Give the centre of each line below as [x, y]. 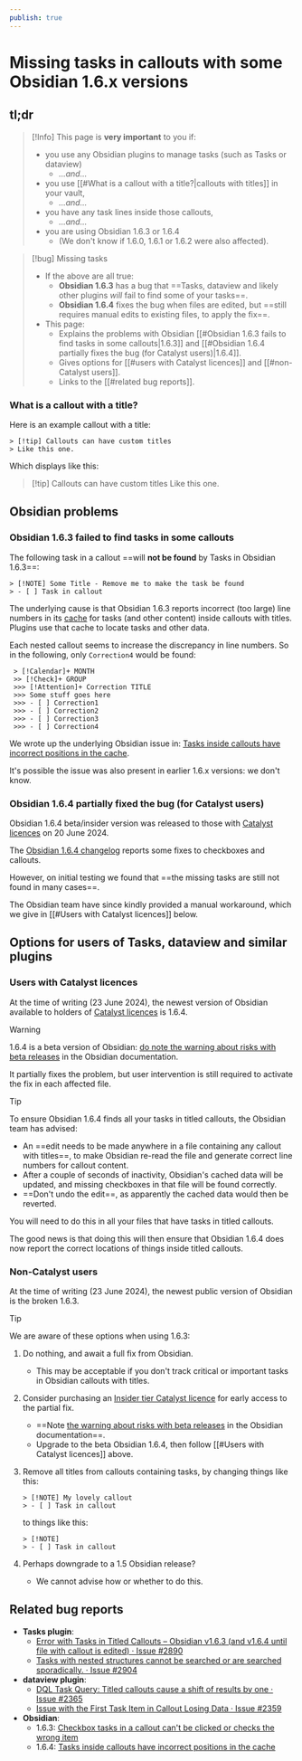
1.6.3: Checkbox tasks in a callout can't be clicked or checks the [155, 1728]
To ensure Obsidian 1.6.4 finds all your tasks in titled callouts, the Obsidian [148, 1119]
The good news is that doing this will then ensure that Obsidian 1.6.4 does [147, 1238]
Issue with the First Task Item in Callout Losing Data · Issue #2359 [159, 1708]
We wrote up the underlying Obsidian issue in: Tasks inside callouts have [145, 743]
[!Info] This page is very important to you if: [113, 137]
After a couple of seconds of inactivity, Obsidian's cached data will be [153, 1174]
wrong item [57, 1737]
